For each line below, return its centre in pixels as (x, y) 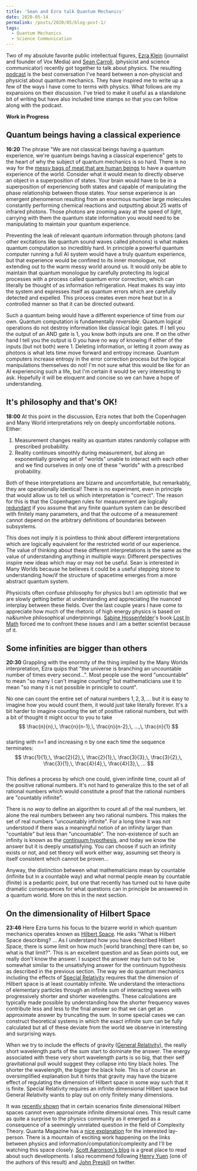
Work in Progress (28, 117)
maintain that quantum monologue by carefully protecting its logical (88, 273)
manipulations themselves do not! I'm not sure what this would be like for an (98, 365)
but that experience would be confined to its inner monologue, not (86, 260)
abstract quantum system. (38, 581)
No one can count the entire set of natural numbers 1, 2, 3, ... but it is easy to (98, 699)
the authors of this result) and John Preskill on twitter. (71, 1162)
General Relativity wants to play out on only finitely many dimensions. (90, 1095)
